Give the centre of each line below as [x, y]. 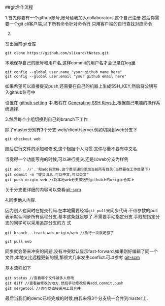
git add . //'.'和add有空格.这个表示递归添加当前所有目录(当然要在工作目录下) [78, 169]
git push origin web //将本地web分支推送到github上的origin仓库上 [70, 180]
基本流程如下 [18, 268]
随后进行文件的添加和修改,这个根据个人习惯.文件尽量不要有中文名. [72, 149]
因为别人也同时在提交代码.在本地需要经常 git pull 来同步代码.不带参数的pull [81, 210]
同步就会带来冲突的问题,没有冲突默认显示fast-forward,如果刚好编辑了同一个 [82, 251]
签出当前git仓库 [21, 44]
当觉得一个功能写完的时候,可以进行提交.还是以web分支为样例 [67, 159]
